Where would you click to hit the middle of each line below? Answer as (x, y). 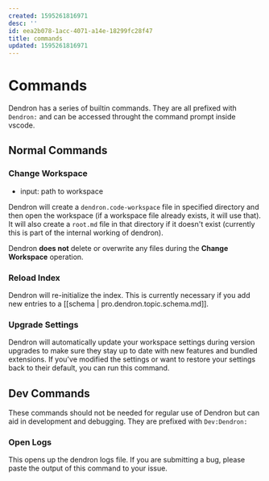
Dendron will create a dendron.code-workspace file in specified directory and (134, 207)
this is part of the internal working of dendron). (86, 232)
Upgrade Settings (43, 324)
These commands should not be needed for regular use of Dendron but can (134, 413)
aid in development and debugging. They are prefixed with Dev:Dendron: (128, 421)
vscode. (22, 125)
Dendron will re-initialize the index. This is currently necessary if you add (129, 295)
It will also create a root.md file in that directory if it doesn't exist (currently (132, 224)
